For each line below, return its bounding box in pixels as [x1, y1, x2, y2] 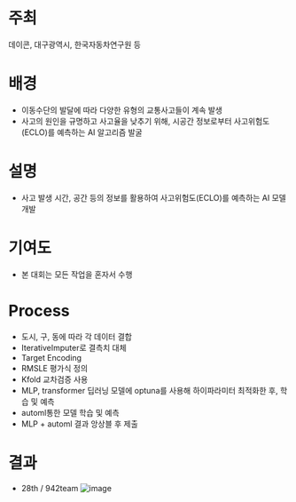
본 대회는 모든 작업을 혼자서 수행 [20, 268, 133, 280]
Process [8, 300, 70, 321]
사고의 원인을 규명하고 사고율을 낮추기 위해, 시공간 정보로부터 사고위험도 [20, 116, 270, 126]
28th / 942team [20, 482, 79, 493]
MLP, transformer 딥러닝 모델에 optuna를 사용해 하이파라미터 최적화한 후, [20, 385, 278, 395]
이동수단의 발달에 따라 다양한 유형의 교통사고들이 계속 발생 [20, 104, 223, 116]
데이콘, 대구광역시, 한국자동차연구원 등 [8, 39, 141, 50]
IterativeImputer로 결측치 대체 [20, 342, 128, 353]
